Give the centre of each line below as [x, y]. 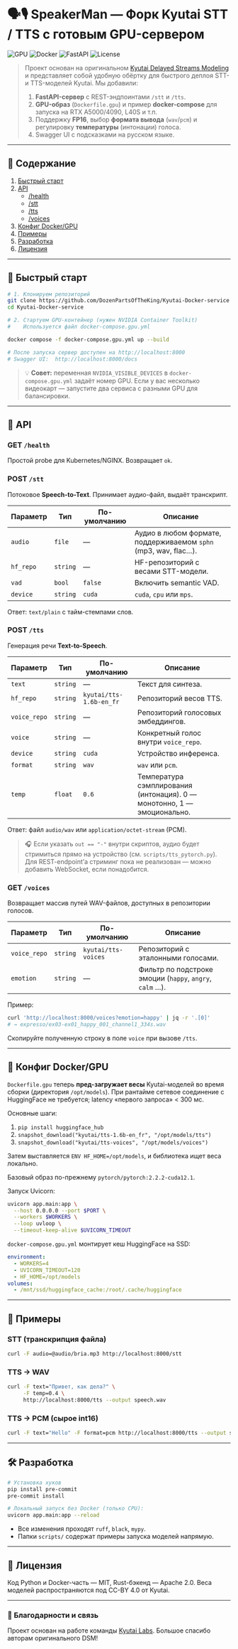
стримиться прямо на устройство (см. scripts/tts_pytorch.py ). [121, 854]
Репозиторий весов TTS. [180, 698]
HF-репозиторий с [167, 562]
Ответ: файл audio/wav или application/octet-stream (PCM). [97, 829]
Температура [160, 777]
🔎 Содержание [42, 164]
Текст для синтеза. [170, 684]
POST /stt [26, 479]
